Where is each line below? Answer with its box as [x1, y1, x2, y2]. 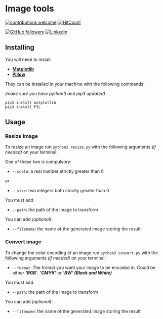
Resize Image [5, 133, 38, 140]
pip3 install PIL [5, 105, 41, 109]
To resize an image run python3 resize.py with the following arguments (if [5, 144, 156, 150]
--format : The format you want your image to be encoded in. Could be [12, 265, 156, 270]
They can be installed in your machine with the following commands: [5, 81, 145, 87]
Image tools [5, 3, 54, 14]
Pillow [12, 71, 26, 77]
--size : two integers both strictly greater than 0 [12, 188, 110, 194]
